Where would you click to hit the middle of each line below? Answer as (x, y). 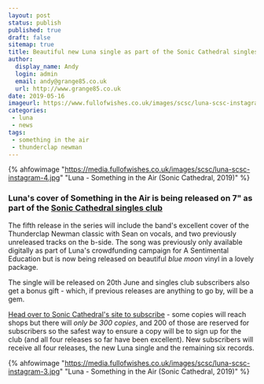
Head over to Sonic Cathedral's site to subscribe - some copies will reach (127, 314)
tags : (17, 132)
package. (23, 267)
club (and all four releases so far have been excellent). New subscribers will (131, 339)
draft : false (29, 37)
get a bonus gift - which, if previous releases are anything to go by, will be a (131, 290)
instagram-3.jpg (34, 371)
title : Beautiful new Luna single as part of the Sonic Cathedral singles (133, 52)
